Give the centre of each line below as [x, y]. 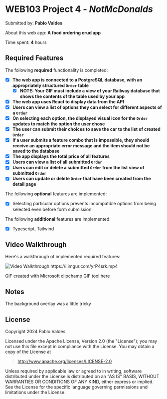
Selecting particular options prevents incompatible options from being [84, 204]
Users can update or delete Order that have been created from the [82, 179]
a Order [20, 113]
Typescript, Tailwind [33, 229]
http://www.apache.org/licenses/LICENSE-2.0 [65, 361]
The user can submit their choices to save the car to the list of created [86, 129]
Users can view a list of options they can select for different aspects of [87, 107]
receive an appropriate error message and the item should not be [81, 146]
